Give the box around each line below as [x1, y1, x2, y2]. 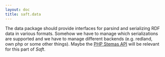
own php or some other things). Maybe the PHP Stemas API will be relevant [5, 41, 160, 47]
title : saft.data [5, 12, 41, 17]
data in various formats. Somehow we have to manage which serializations [5, 30, 158, 36]
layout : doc [5, 7, 30, 12]
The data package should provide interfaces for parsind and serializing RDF [5, 25, 160, 31]
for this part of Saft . [5, 46, 46, 52]
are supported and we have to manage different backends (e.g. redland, [5, 35, 153, 42]
